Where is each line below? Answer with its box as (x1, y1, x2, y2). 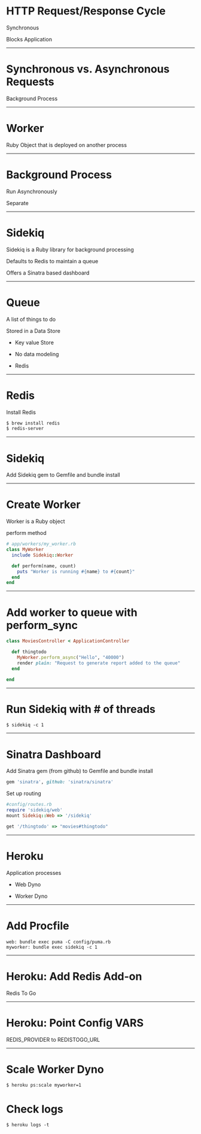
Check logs (6, 1102, 64, 1116)
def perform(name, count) (11, 563, 77, 569)
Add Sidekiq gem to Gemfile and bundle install (6, 471, 121, 479)
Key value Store (14, 339, 54, 346)
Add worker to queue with (6, 606, 138, 619)
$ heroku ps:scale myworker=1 (6, 1082, 82, 1088)
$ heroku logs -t (6, 1122, 50, 1128)
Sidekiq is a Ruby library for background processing (6, 246, 134, 253)
